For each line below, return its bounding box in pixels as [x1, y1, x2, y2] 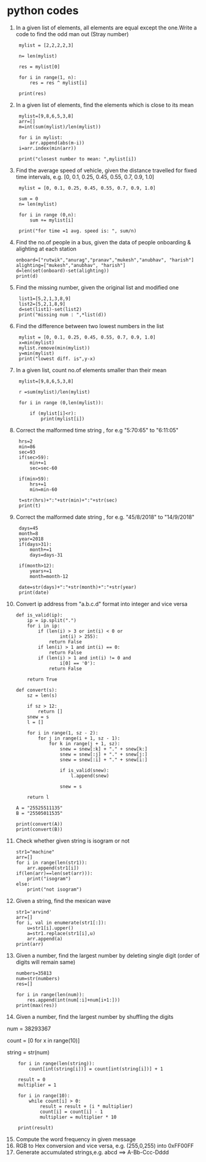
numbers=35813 [15, 970, 52, 976]
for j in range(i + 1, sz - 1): [38, 735, 120, 741]
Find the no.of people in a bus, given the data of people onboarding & [15, 238, 191, 246]
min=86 [18, 443, 35, 450]
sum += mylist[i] [29, 217, 74, 223]
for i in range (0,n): [18, 212, 77, 218]
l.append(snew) [70, 773, 109, 779]
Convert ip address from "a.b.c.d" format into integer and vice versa [15, 600, 188, 607]
